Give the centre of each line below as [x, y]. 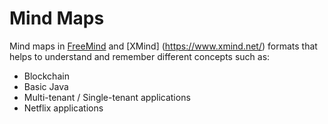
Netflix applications [63, 108]
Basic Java [46, 86]
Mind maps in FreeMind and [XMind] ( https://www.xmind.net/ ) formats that [163, 46]
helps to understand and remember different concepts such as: [140, 56]
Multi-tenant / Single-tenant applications [107, 97]
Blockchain [46, 76]
